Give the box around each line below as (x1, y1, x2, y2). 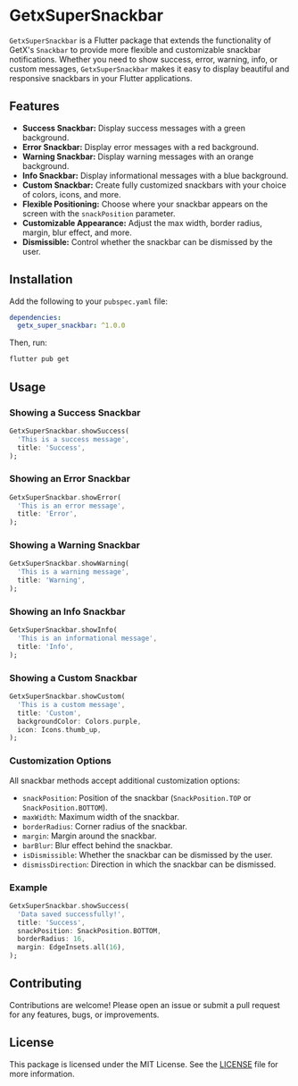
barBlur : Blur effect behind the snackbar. (21, 839, 173, 850)
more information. (9, 1068, 75, 1079)
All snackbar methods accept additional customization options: (9, 775, 241, 786)
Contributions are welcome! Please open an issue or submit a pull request (9, 999, 281, 1010)
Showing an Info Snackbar (9, 605, 126, 618)
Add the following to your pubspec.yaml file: (9, 296, 168, 307)
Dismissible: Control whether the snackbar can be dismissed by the (21, 236, 273, 247)
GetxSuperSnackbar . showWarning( (9, 560, 129, 568)
